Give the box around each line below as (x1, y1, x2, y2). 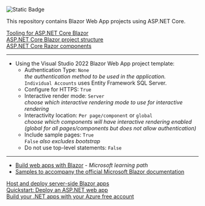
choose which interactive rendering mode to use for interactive (24, 99, 183, 106)
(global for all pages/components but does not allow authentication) (24, 125, 196, 132)
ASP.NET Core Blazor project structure (6, 36, 104, 43)
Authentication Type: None (24, 66, 90, 73)
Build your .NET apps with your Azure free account (6, 193, 134, 200)
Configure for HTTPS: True (24, 86, 92, 93)
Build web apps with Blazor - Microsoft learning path (15, 162, 148, 169)
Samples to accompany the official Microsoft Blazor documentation (15, 168, 185, 175)
